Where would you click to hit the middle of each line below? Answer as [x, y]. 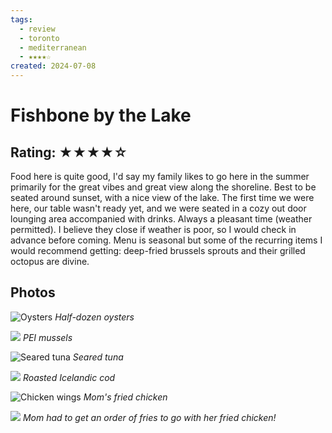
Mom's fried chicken [125, 397]
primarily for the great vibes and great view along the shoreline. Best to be [163, 187]
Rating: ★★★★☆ [69, 152]
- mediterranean [53, 47]
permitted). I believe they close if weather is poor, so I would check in [153, 229]
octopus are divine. [50, 261]
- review [37, 29]
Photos [33, 292]
